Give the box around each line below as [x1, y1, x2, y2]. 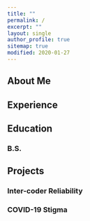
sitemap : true [7, 43, 49, 50]
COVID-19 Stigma [7, 205, 68, 215]
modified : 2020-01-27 [7, 50, 70, 57]
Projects [7, 165, 45, 177]
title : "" [7, 10, 36, 17]
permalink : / [7, 17, 45, 24]
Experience [7, 99, 58, 110]
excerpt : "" [7, 23, 42, 30]
